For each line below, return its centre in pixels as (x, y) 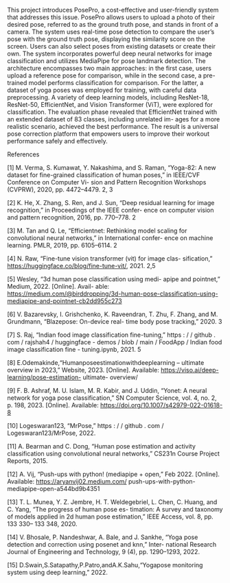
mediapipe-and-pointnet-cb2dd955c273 (65, 301)
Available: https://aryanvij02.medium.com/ (67, 481)
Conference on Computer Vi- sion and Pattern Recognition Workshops (107, 182)
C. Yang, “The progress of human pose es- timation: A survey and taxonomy (115, 509)
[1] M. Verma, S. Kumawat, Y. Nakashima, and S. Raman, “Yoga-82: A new (112, 168)
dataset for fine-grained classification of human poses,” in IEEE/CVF (104, 175)
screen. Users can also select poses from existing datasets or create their (112, 46)
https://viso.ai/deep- (189, 370)
